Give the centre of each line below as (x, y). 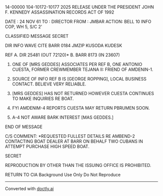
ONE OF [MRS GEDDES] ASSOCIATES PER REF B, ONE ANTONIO (77, 64)
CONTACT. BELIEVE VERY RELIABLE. (49, 84)
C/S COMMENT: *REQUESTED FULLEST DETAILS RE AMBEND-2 (70, 136)
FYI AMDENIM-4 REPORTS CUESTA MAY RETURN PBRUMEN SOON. (81, 108)
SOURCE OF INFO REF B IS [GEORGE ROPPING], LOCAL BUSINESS (79, 79)
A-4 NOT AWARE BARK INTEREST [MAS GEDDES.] (63, 117)
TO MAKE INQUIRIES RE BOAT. (43, 98)
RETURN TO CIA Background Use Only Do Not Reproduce (63, 175)
